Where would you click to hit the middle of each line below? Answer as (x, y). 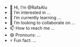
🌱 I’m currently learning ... (35, 18)
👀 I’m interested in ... (30, 12)
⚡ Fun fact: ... (23, 40)
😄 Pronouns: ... (25, 35)
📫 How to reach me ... (32, 28)
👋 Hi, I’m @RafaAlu (28, 7)
